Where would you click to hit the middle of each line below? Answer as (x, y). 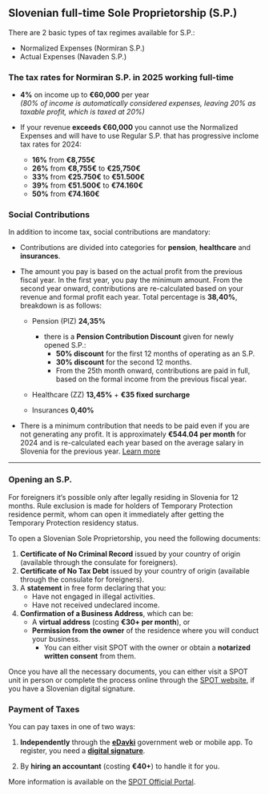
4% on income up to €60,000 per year (84, 95)
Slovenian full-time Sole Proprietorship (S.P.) (123, 13)
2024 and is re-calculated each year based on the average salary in (132, 443)
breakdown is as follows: (61, 306)
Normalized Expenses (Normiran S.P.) (82, 48)
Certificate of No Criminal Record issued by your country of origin (130, 554)
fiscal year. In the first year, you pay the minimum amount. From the (131, 280)
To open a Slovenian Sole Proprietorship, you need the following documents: (134, 538)
